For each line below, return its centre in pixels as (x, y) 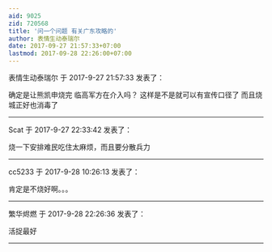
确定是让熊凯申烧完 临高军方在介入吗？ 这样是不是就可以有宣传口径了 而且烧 (136, 95)
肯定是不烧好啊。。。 (40, 189)
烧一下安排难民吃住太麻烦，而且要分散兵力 (79, 147)
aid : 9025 (25, 16)
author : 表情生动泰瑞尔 (44, 38)
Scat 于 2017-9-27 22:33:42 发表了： (70, 130)
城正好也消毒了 (33, 105)
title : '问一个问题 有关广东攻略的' (63, 31)
